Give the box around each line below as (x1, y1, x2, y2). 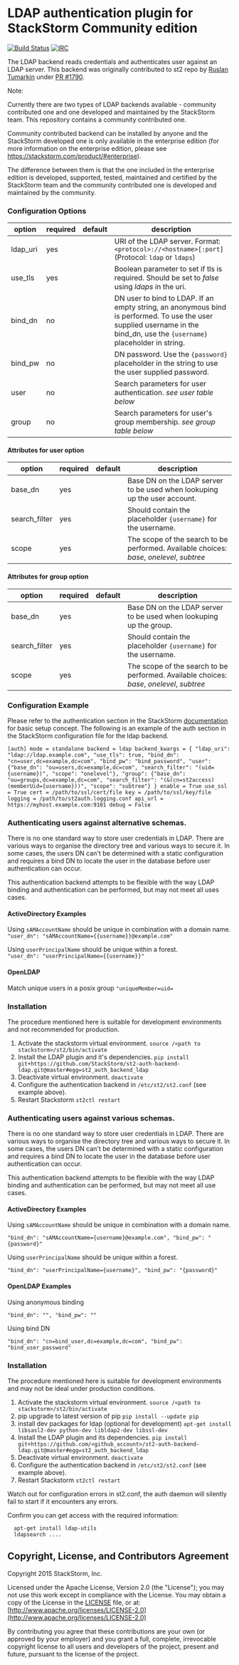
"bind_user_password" (7, 1344, 72, 1351)
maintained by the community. (7, 188, 96, 196)
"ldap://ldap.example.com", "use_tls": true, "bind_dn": (7, 751, 180, 759)
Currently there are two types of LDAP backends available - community (7, 100, 217, 108)
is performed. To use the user (114, 311, 213, 321)
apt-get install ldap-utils (14, 1525, 97, 1532)
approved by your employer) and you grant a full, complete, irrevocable (7, 1634, 217, 1643)
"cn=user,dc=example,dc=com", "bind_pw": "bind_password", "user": (7, 757, 212, 765)
